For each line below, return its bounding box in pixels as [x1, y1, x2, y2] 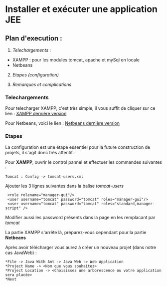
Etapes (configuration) [12, 72, 59, 78]
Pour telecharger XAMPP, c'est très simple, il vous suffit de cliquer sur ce [5, 105, 156, 111]
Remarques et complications [12, 81, 72, 87]
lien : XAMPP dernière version [5, 111, 67, 117]
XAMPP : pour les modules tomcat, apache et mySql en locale [12, 57, 140, 63]
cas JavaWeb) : [5, 250, 37, 256]
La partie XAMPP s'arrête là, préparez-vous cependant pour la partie [5, 229, 147, 235]
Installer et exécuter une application [5, 3, 158, 15]
